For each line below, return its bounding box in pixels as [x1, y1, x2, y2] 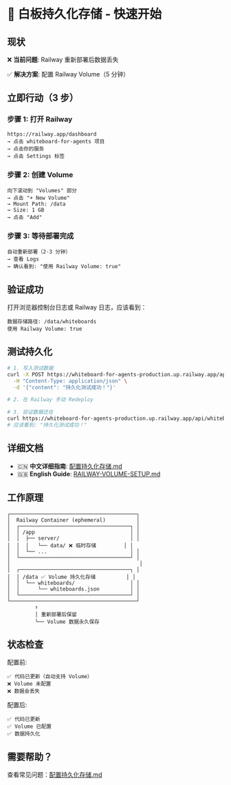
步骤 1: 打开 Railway [7, 114, 73, 124]
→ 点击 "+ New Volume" [7, 194, 70, 201]
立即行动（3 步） [7, 92, 79, 104]
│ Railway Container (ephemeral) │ [7, 516, 140, 524]
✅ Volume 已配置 [7, 723, 52, 731]
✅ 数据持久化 [7, 731, 41, 737]
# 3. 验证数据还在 [7, 409, 54, 416]
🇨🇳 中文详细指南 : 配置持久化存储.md [16, 462, 122, 470]
